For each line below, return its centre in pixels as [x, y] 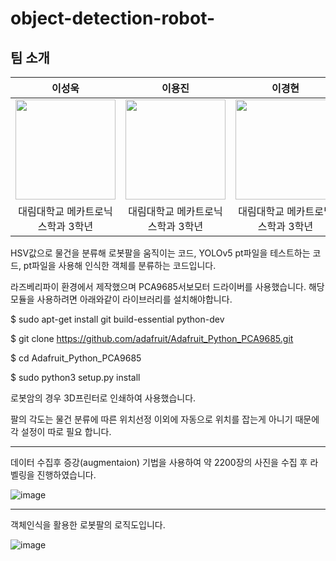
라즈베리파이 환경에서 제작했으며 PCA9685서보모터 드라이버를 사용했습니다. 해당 [167, 286]
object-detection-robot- [113, 18]
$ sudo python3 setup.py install [75, 377]
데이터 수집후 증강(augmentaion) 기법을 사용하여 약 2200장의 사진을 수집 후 [159, 462]
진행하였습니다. [66, 475]
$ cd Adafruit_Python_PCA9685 [76, 358]
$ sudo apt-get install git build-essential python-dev [117, 319]
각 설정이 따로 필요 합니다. [61, 431]
